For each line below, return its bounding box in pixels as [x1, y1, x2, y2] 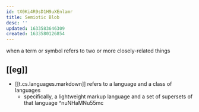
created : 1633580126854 [6, 31, 65, 37]
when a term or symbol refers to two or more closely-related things [6, 47, 170, 54]
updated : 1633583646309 [6, 25, 65, 32]
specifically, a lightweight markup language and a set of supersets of [23, 93, 193, 100]
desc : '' [6, 20, 28, 26]
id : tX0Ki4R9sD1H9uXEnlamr [6, 8, 73, 15]
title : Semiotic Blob [6, 14, 60, 20]
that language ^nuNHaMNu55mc [23, 99, 104, 106]
